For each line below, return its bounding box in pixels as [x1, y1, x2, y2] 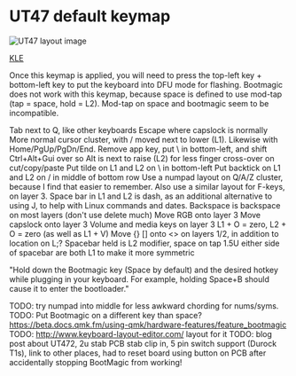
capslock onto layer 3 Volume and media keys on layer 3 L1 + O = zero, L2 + [9, 219, 286, 230]
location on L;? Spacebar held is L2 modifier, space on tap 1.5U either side [9, 238, 281, 248]
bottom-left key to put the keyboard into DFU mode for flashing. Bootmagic [9, 79, 284, 90]
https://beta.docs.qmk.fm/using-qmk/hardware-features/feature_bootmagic [9, 319, 287, 330]
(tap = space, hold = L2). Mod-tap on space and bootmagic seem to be [9, 98, 269, 108]
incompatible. [9, 107, 59, 118]
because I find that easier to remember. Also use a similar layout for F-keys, [9, 181, 285, 192]
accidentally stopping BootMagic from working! [9, 356, 183, 367]
